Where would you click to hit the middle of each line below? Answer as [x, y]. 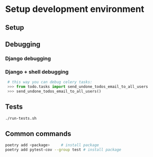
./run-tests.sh [21, 118]
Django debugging [28, 58]
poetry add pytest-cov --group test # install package [63, 150]
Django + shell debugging [37, 72]
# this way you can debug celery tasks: [50, 82]
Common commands [38, 133]
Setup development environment [75, 9]
